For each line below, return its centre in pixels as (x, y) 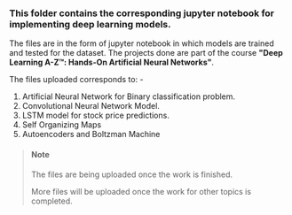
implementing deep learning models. (90, 24)
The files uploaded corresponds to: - (76, 80)
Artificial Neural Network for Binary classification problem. (129, 96)
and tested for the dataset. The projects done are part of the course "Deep (146, 53)
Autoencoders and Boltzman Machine (91, 134)
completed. (51, 201)
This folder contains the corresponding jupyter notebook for (142, 13)
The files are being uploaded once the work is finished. (132, 174)
